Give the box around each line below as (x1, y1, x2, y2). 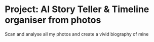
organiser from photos (5, 14, 101, 26)
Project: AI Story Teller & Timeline (5, 4, 149, 15)
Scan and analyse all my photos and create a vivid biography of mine (5, 31, 149, 37)
